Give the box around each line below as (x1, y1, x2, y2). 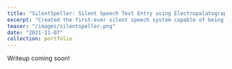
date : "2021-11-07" (7, 29, 64, 36)
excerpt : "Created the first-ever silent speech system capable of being (7, 16, 224, 23)
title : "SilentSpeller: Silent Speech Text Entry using (7, 10, 171, 17)
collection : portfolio (7, 36, 72, 42)
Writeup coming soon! (7, 54, 70, 62)
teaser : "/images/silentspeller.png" (7, 23, 116, 29)
